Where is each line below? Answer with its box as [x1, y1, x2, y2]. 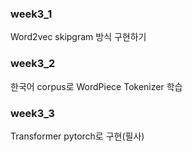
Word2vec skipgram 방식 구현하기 [10, 31, 147, 43]
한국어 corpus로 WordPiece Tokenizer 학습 [10, 80, 183, 92]
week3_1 [10, 7, 53, 21]
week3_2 [10, 57, 56, 71]
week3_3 [10, 106, 55, 120]
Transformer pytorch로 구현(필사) [10, 130, 145, 142]
